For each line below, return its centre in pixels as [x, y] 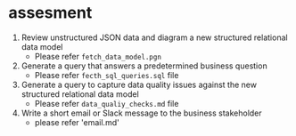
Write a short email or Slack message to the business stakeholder [141, 113]
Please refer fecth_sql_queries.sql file [107, 75]
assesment [50, 13]
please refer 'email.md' [77, 122]
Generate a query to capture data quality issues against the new [139, 84]
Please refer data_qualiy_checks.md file [107, 103]
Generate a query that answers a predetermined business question [144, 66]
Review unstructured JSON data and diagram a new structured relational [154, 37]
